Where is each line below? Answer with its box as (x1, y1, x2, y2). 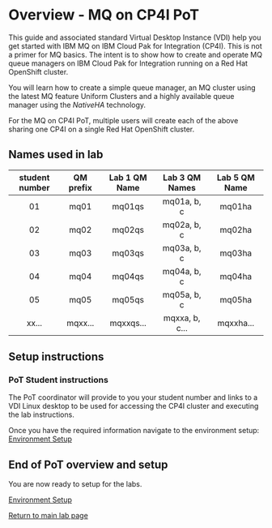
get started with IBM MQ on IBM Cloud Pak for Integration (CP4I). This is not (8, 41, 262, 50)
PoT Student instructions (8, 375, 109, 386)
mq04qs (112, 270, 144, 281)
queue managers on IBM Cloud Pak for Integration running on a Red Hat (8, 58, 249, 68)
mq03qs (112, 247, 144, 259)
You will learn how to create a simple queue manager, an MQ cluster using (8, 83, 256, 92)
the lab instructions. (8, 410, 74, 419)
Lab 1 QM (108, 172, 147, 183)
